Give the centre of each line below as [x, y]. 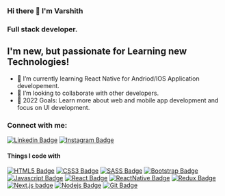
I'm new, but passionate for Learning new [97, 52]
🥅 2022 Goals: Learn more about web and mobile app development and [118, 100]
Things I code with [34, 156]
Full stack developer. [42, 29]
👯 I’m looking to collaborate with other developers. [88, 93]
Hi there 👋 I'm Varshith [45, 11]
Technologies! [38, 62]
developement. [38, 85]
